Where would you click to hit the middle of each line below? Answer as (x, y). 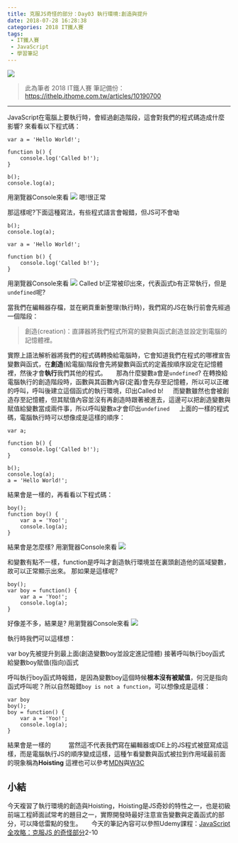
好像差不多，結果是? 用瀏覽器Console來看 (68, 623)
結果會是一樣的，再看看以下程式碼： (60, 494)
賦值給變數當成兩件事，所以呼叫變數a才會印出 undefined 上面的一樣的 (112, 408)
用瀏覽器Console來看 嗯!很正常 (57, 197)
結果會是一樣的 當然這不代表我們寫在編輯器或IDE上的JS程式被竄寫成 (115, 745)
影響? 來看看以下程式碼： (44, 126)
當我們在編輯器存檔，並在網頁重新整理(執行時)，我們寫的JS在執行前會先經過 (119, 307)
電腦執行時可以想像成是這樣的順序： (72, 417)
